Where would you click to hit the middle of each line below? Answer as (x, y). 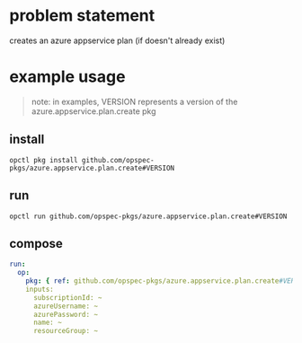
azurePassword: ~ (66, 314)
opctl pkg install (44, 160)
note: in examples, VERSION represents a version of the (134, 101)
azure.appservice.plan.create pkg (93, 111)
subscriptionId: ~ (67, 297)
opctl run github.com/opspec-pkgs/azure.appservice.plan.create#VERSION (148, 216)
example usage (67, 77)
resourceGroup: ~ (66, 331)
